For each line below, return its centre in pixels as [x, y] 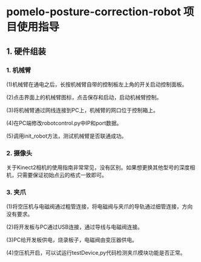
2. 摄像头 [19, 153]
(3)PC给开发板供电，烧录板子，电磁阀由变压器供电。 [72, 240]
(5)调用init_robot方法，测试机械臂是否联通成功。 [67, 136]
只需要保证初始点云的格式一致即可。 [62, 175]
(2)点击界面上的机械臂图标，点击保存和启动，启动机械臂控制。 [84, 97]
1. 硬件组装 [26, 51]
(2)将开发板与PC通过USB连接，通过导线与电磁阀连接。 [75, 227]
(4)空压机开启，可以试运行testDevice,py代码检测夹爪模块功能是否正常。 [96, 253]
